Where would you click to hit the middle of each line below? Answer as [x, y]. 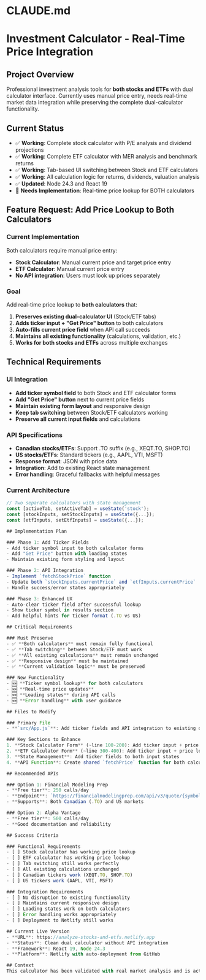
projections [29, 150]
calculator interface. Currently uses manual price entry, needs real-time [97, 96]
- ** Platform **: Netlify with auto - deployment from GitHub [83, 954]
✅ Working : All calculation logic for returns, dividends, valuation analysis [107, 177]
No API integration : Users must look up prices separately [88, 275]
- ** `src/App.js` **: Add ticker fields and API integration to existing [101, 729]
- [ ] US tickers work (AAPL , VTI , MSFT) [60, 880]
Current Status [35, 128]
